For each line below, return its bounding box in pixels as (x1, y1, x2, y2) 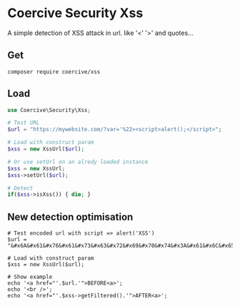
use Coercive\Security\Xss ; (7, 106, 91, 113)
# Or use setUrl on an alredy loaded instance (7, 158, 149, 165)
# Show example (7, 273, 53, 281)
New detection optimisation (7, 210, 134, 223)
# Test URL (7, 119, 40, 126)
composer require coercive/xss (7, 68, 101, 76)
